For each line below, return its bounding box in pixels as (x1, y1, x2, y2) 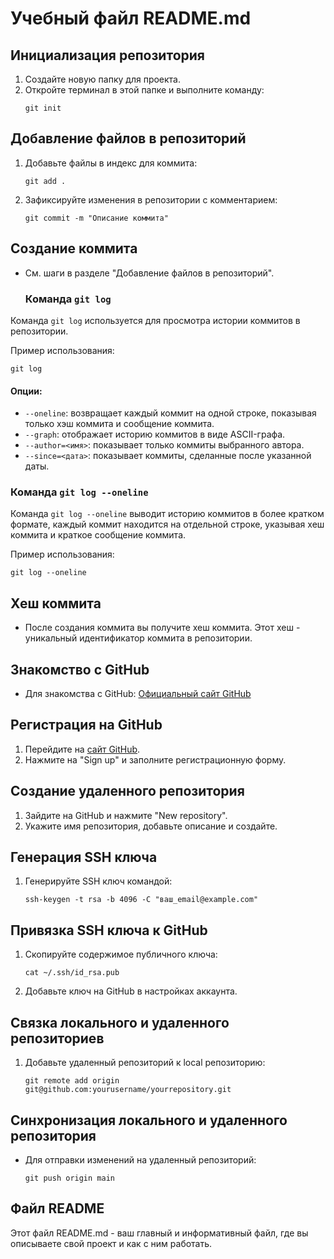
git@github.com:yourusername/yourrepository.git (24, 1085, 232, 1095)
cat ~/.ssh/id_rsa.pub (24, 968, 120, 978)
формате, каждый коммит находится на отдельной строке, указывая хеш (10, 518, 325, 531)
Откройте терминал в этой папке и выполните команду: (24, 84, 265, 96)
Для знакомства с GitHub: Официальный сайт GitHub (24, 688, 252, 700)
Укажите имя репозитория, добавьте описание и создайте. (24, 820, 278, 832)
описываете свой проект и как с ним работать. (10, 1237, 213, 1249)
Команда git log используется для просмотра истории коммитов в (10, 314, 301, 326)
